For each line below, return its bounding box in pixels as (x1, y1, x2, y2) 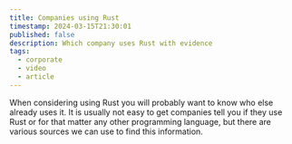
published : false (9, 30, 75, 39)
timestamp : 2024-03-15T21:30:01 (9, 22, 131, 31)
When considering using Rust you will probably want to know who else (9, 97, 274, 108)
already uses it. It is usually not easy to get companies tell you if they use (9, 106, 283, 118)
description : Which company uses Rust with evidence (9, 38, 213, 48)
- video (17, 64, 47, 73)
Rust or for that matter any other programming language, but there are (9, 116, 272, 127)
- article (17, 72, 54, 82)
